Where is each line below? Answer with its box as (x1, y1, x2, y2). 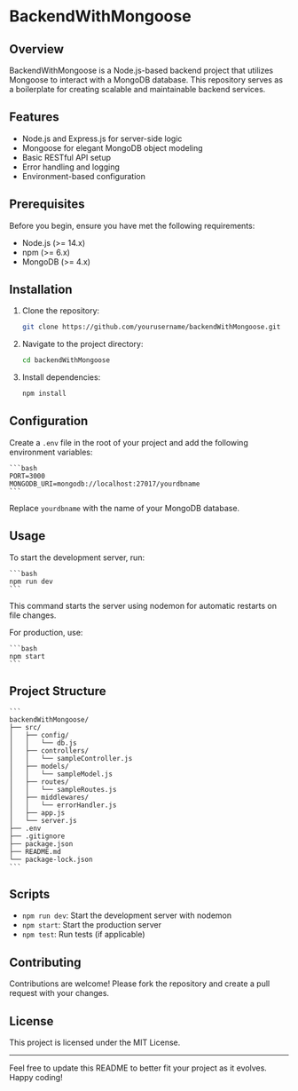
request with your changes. (9, 988, 109, 999)
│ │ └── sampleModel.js (9, 770, 114, 779)
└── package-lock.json (9, 855, 93, 864)
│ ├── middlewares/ (9, 793, 90, 802)
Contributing (9, 954, 82, 969)
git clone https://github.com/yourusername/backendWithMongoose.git (21, 322, 281, 332)
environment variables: (9, 447, 93, 457)
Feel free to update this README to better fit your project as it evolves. (9, 1063, 268, 1073)
